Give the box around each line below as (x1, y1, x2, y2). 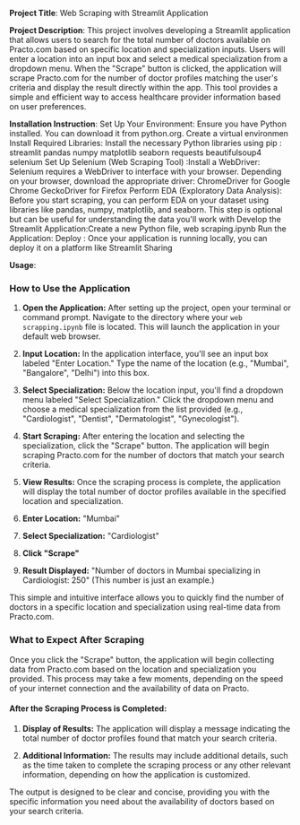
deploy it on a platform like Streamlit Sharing (9, 242, 173, 253)
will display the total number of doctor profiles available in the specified (21, 486, 287, 497)
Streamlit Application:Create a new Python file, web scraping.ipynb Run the (9, 223, 287, 234)
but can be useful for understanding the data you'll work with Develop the (9, 214, 282, 224)
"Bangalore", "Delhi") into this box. (21, 368, 150, 378)
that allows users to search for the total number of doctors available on (9, 35, 271, 45)
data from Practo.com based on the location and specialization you (9, 664, 257, 674)
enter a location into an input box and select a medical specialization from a (9, 54, 288, 64)
